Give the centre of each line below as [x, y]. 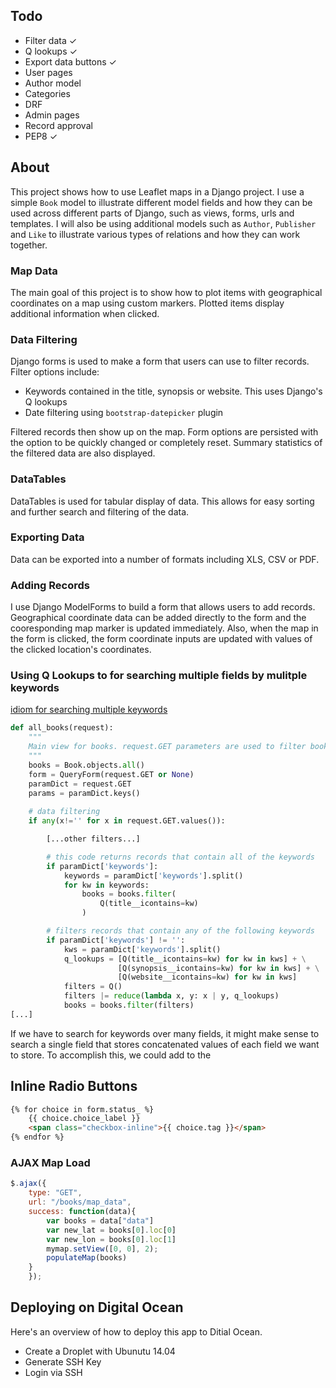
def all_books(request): [62, 728]
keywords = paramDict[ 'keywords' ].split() [153, 875]
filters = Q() [93, 987]
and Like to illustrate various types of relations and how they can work [155, 234]
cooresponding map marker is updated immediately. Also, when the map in [164, 628]
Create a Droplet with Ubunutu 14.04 [100, 1351]
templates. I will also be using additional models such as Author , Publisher [163, 223]
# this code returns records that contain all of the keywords [180, 857]
